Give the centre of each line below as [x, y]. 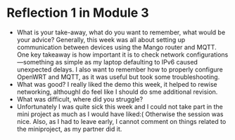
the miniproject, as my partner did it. [69, 129]
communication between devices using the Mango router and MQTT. [116, 47]
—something [35, 62]
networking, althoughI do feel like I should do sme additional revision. [117, 92]
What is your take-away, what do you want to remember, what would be [121, 32]
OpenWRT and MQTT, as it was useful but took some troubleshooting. [118, 77]
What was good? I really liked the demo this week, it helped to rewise [117, 84]
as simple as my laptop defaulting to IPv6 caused [127, 62]
